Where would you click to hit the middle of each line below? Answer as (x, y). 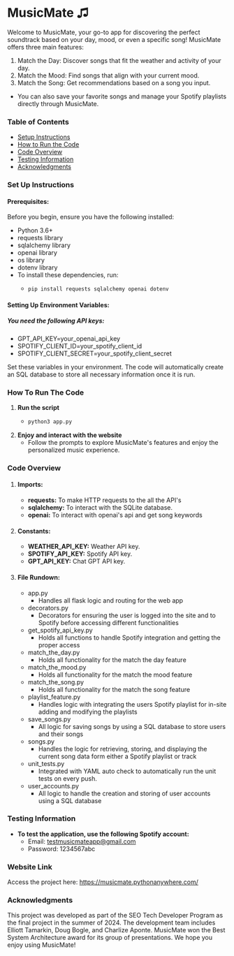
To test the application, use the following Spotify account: (103, 834)
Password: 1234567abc (61, 848)
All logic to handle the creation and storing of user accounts (124, 793)
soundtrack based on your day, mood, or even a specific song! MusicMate (114, 39)
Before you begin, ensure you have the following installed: (91, 217)
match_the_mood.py (57, 667)
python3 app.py (50, 422)
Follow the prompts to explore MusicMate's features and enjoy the (123, 442)
